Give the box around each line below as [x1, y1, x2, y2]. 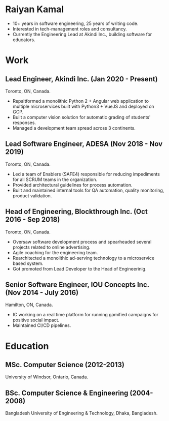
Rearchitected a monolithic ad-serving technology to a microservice [12, 255, 155, 261]
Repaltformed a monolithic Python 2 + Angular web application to [12, 98, 149, 104]
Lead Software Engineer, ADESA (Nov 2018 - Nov [5, 140, 163, 148]
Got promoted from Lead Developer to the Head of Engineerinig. [12, 265, 147, 272]
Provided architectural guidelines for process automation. [12, 182, 133, 188]
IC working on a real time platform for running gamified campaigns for [12, 312, 158, 318]
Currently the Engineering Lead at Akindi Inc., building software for [12, 31, 152, 37]
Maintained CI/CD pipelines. [12, 322, 71, 328]
